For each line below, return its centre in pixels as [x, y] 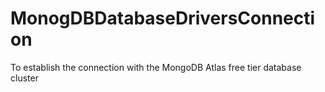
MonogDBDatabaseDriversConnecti [163, 18]
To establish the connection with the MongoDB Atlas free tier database [156, 67]
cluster [24, 78]
